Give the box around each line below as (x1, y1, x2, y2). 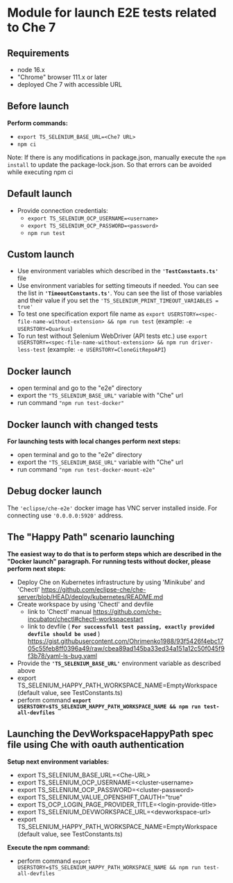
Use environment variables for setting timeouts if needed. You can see (17, 282, 219, 290)
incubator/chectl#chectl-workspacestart (27, 615, 144, 623)
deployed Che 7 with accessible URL (17, 80, 123, 88)
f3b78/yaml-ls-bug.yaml (27, 651, 98, 660)
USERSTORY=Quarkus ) (17, 325, 73, 333)
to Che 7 (7, 19, 56, 35)
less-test (17, 347, 46, 354)
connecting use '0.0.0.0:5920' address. (7, 511, 123, 520)
